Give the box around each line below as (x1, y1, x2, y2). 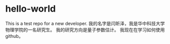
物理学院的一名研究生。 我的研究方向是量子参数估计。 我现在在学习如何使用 (5, 26, 165, 33)
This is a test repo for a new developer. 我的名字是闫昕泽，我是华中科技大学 (5, 20, 165, 26)
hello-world (5, 3, 56, 15)
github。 (5, 33, 24, 39)
